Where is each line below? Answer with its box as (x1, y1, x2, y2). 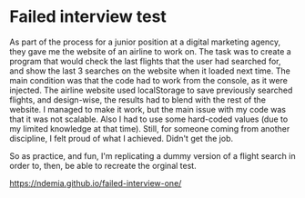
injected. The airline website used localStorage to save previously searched (9, 84, 293, 95)
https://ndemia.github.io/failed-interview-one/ (9, 177, 182, 188)
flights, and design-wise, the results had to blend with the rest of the (9, 94, 267, 105)
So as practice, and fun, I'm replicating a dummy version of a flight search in (9, 150, 296, 161)
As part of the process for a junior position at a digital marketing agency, (9, 36, 281, 47)
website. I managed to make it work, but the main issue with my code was (9, 104, 287, 114)
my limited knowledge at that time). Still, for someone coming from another (9, 123, 290, 134)
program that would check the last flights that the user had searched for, (9, 55, 281, 66)
